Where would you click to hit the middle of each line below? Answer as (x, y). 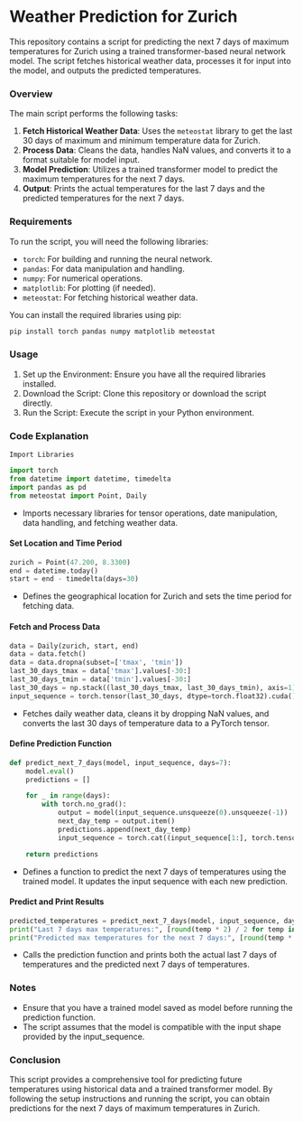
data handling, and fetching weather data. (100, 522)
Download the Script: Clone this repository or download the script (144, 393)
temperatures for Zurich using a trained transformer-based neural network (147, 51)
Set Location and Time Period (66, 543)
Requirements (41, 221)
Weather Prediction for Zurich (124, 17)
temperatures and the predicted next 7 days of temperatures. (136, 965)
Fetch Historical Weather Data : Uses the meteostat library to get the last (157, 131)
